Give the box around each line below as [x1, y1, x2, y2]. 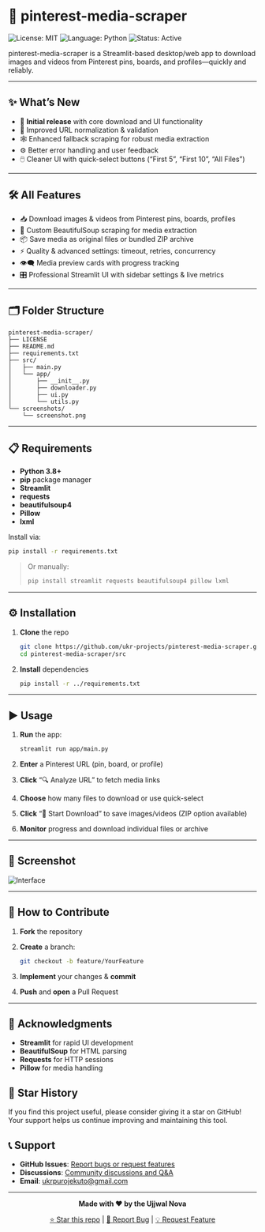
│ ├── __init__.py [8, 377, 90, 386]
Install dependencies [19, 664, 89, 674]
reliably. [8, 65, 34, 74]
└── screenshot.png [22, 412, 87, 420]
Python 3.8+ [19, 466, 62, 477]
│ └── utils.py [8, 398, 80, 406]
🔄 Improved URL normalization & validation [19, 125, 159, 134]
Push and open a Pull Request [19, 987, 118, 997]
